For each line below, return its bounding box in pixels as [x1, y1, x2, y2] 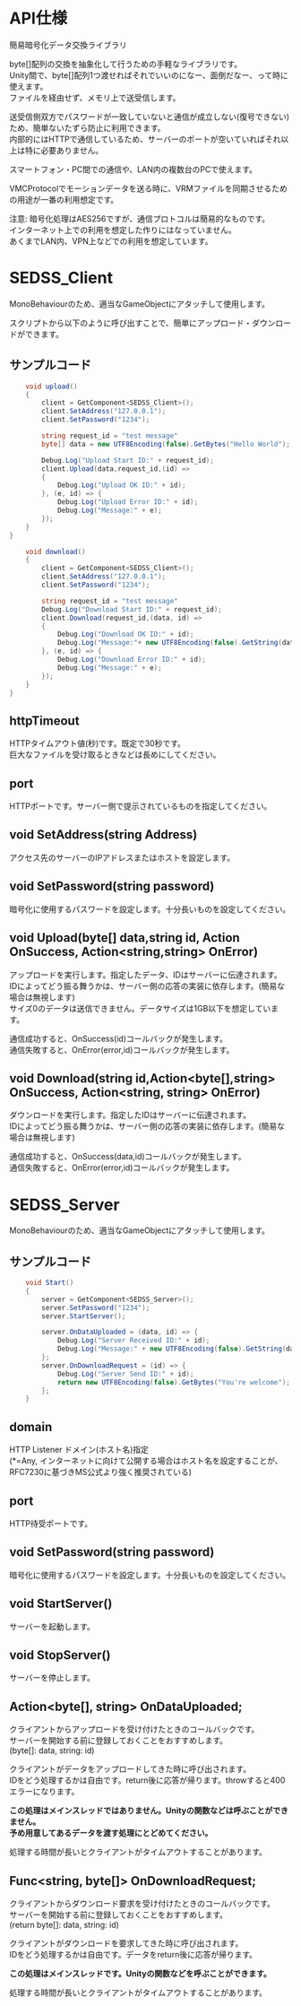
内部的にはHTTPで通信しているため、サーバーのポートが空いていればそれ [9, 134, 281, 144]
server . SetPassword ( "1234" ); [41, 1303, 150, 1312]
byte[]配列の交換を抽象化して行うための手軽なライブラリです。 [9, 58, 243, 69]
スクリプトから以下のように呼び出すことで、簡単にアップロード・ [9, 317, 253, 328]
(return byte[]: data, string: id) [9, 1920, 119, 1930]
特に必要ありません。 [24, 144, 104, 155]
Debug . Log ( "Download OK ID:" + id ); [56, 630, 194, 639]
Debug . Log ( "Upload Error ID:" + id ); [56, 498, 199, 507]
